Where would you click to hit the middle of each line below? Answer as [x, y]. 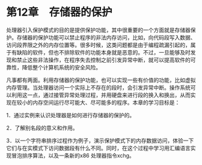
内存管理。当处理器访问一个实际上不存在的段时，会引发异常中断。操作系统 [98, 87]
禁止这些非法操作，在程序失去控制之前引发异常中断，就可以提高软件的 [103, 60]
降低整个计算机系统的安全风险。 [61, 67]
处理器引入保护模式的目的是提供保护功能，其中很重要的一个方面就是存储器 [98, 30]
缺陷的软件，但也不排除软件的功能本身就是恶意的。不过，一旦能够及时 [103, 52]
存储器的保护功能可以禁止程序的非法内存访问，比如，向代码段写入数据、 [106, 37]
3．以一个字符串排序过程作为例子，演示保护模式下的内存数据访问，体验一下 [100, 140]
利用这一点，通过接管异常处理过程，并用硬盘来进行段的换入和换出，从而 [101, 95]
